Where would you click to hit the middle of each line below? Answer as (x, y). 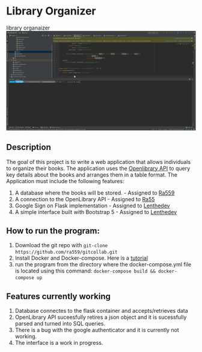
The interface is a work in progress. (59, 343)
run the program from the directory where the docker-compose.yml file (103, 265)
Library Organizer (51, 11)
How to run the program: (53, 231)
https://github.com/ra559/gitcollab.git (66, 252)
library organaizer (28, 28)
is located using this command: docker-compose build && (85, 271)
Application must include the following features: (65, 181)
